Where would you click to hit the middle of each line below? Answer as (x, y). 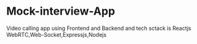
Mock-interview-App (61, 11)
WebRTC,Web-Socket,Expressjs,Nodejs (57, 34)
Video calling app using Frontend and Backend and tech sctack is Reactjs (99, 28)
